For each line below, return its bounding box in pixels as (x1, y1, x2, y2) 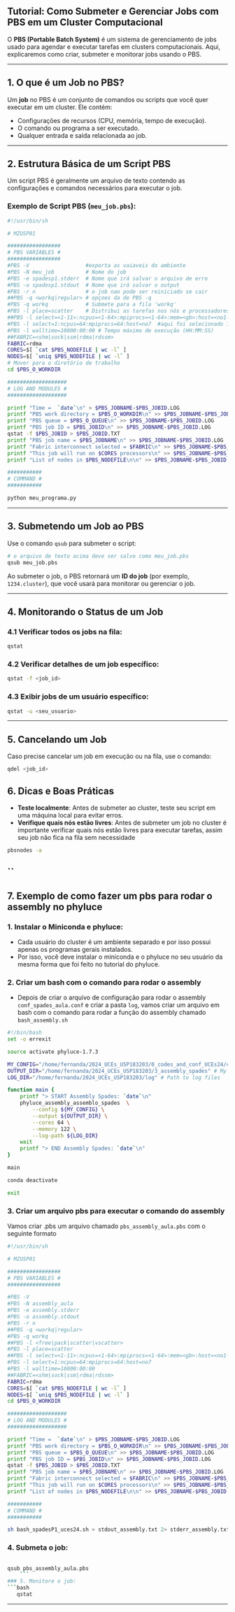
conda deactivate (7, 1176, 58, 1184)
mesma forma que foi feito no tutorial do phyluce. (17, 960, 160, 968)
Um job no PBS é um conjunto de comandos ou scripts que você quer (7, 95, 208, 104)
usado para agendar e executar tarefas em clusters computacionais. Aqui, (7, 42, 221, 51)
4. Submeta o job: (7, 1543, 69, 1553)
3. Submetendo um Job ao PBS (7, 520, 145, 532)
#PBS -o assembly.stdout (7, 1313, 80, 1320)
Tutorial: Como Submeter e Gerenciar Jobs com (7, 6, 219, 17)
